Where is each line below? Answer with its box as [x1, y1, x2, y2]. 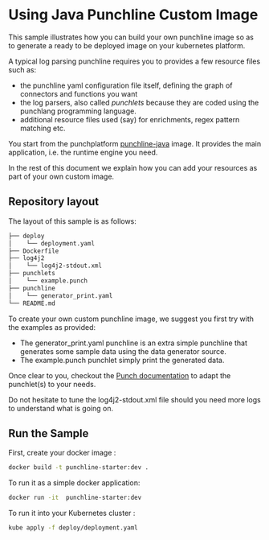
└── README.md [8, 299, 56, 307]
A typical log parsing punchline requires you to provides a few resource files [8, 56, 261, 66]
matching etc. [19, 123, 66, 133]
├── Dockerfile [8, 247, 59, 255]
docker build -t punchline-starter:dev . [8, 464, 149, 472]
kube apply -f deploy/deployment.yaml [8, 524, 138, 532]
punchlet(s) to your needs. [8, 379, 96, 389]
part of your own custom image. [8, 171, 115, 181]
